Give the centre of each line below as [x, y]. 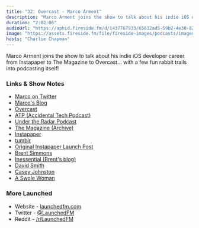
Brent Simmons [33, 153]
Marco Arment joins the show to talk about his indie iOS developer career [95, 56]
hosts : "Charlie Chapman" [38, 39]
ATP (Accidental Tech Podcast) [53, 115]
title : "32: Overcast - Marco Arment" [54, 12]
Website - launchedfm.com [48, 206]
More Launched [29, 194]
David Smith [29, 165]
